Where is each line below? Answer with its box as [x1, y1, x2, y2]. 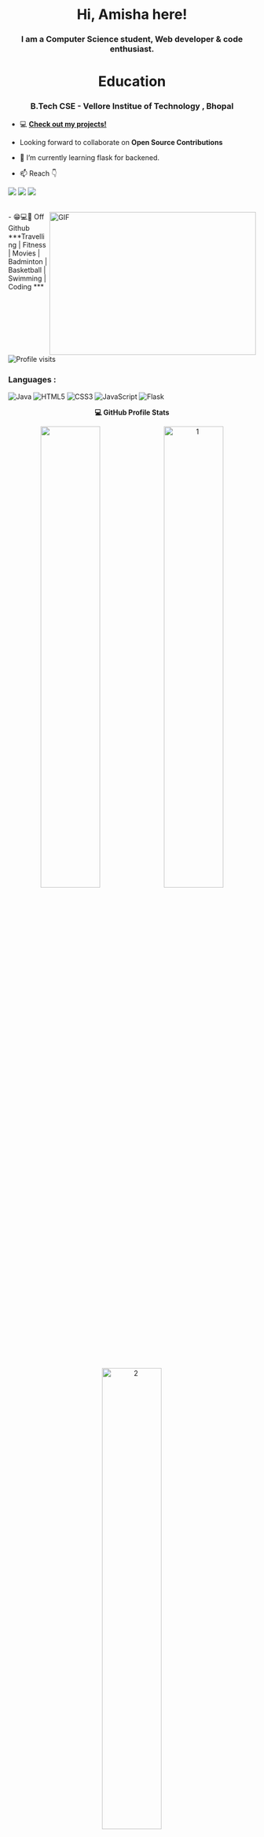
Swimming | [8, 274, 47, 283]
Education [97, 73, 167, 91]
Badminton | [8, 256, 48, 266]
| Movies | [8, 248, 41, 258]
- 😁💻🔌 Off [8, 211, 45, 222]
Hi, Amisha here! [76, 6, 188, 24]
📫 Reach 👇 [19, 168, 57, 178]
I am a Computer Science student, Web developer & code [20, 34, 244, 45]
